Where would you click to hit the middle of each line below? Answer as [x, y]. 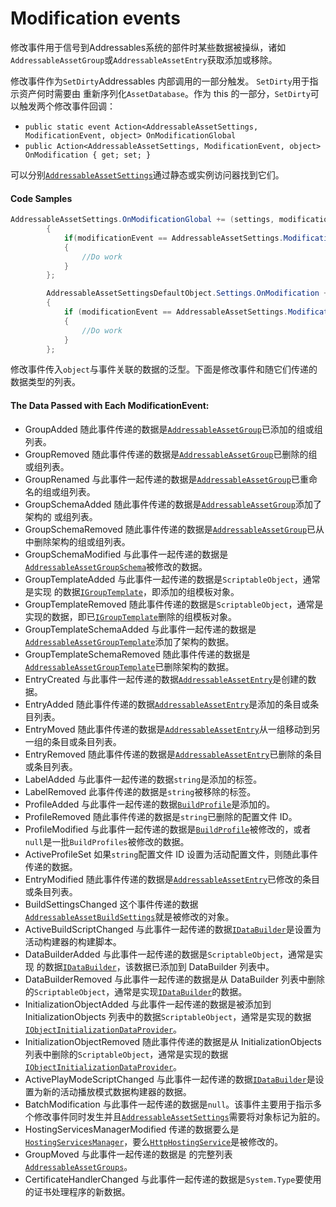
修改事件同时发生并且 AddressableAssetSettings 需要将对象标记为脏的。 [179, 1116]
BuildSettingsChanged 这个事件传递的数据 [111, 904]
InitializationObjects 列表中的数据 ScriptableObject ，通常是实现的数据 [168, 1016]
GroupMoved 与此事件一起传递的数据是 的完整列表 [128, 1154]
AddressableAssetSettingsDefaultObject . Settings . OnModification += [189, 293]
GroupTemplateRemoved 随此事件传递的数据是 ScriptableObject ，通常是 [174, 604]
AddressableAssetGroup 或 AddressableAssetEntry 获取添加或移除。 [144, 59]
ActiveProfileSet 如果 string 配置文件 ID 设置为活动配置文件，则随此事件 [171, 854]
